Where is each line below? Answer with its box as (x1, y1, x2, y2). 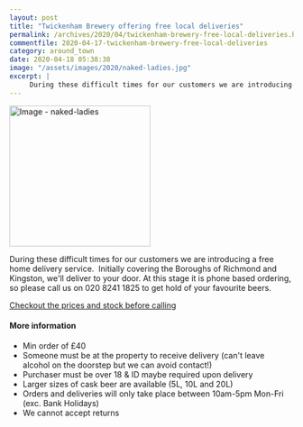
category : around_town (9, 47, 95, 56)
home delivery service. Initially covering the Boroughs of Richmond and (9, 263, 278, 274)
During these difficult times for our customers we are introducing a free (9, 253, 274, 264)
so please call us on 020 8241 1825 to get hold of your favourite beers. (9, 282, 272, 293)
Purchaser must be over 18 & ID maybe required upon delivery (22, 368, 253, 379)
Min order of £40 (22, 340, 87, 351)
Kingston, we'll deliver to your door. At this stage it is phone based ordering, (9, 272, 291, 284)
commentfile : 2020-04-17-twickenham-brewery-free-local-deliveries (9, 38, 269, 48)
